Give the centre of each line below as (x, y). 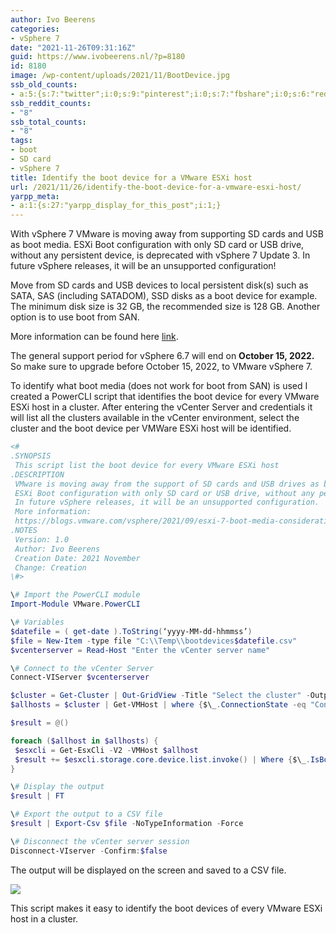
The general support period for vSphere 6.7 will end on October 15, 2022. (162, 356)
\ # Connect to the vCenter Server (82, 668)
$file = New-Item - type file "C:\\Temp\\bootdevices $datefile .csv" (154, 641)
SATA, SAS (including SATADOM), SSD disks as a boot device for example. (164, 296)
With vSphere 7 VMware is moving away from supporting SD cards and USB (167, 234)
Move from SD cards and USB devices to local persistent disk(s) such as (159, 285)
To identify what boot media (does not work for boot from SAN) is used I (159, 386)
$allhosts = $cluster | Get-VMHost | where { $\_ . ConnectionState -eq (158, 705)
